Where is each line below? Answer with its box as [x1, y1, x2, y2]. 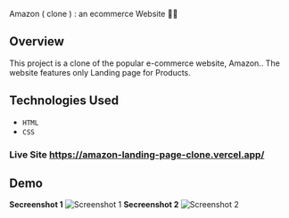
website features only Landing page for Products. [9, 67, 192, 77]
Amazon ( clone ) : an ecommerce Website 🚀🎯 [9, 9, 178, 19]
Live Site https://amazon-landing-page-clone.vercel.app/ [9, 148, 265, 160]
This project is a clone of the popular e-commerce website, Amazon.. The [9, 58, 281, 69]
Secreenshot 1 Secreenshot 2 [9, 199, 179, 210]
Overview [9, 34, 65, 49]
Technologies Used [9, 93, 119, 109]
